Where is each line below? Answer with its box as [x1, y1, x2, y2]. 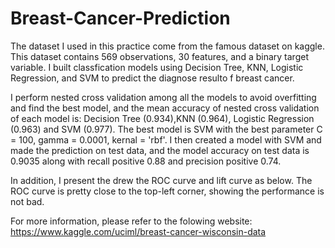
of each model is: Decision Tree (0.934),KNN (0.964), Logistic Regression [10, 112, 315, 124]
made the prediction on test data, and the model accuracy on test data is [10, 144, 310, 156]
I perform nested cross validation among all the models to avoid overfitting [10, 91, 317, 103]
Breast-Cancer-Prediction [10, 7, 231, 30]
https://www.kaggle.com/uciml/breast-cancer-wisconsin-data [10, 225, 267, 237]
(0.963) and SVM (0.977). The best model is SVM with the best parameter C [10, 123, 323, 135]
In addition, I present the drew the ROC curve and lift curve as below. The [10, 174, 313, 186]
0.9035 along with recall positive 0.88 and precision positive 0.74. [10, 155, 282, 167]
